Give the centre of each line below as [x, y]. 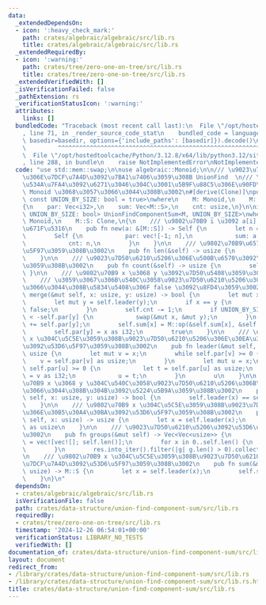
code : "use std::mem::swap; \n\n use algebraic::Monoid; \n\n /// [120, 170]
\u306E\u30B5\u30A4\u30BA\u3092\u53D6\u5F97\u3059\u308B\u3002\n [133, 413]
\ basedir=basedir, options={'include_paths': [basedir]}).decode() [138, 140]
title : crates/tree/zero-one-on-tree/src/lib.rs [104, 74]
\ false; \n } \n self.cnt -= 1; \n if [120, 309]
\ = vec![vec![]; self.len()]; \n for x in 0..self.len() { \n [138, 442]
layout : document [37, 560]
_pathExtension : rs [47, 96]
